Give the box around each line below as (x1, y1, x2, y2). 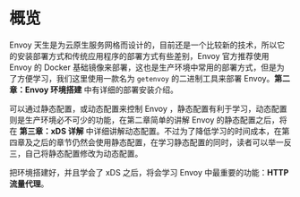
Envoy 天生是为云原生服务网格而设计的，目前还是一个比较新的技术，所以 (9, 39, 278, 50)
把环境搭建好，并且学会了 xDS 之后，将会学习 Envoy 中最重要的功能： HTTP (9, 167, 289, 177)
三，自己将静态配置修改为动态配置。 (9, 148, 143, 158)
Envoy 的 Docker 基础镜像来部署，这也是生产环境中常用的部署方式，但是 (9, 62, 278, 73)
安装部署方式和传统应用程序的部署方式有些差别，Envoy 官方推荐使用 (16, 50, 270, 61)
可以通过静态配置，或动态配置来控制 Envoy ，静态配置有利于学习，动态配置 (9, 103, 287, 114)
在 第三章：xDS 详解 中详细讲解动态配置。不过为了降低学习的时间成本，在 (9, 125, 282, 136)
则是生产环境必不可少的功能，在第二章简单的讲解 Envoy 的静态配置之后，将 (9, 114, 287, 125)
